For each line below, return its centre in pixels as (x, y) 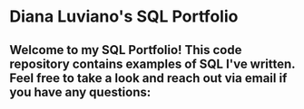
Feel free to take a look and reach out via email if (148, 78)
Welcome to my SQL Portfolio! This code (126, 50)
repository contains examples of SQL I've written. (152, 64)
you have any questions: (80, 92)
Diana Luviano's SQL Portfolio (124, 17)
